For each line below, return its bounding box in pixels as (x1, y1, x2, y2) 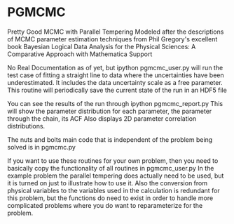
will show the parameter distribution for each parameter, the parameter (7, 107, 212, 115)
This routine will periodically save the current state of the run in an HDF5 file (7, 86, 228, 94)
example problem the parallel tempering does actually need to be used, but (7, 171, 224, 180)
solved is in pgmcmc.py (7, 143, 76, 151)
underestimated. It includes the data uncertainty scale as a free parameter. (7, 78, 223, 86)
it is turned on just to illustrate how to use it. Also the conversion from (7, 178, 208, 187)
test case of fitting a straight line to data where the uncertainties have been (7, 71, 224, 79)
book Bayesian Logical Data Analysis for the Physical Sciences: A (7, 42, 196, 51)
